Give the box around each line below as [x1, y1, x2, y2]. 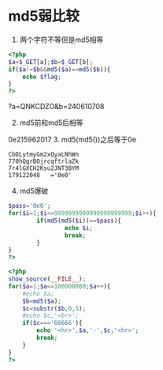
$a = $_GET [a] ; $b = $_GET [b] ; [8, 58, 93, 66]
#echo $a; [22, 289, 55, 297]
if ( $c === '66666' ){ [22, 319, 83, 327]
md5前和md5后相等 [19, 118, 84, 127]
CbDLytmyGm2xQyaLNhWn [8, 151, 80, 159]
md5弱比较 [8, 7, 80, 25]
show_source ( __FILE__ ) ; [8, 275, 87, 283]
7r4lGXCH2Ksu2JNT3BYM [8, 164, 80, 172]
